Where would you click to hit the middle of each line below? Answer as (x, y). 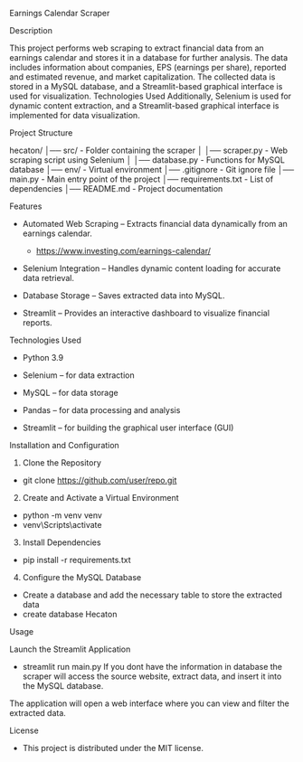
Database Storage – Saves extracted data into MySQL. (123, 296)
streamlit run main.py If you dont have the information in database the (152, 667)
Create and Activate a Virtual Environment (100, 498)
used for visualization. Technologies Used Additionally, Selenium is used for (151, 96)
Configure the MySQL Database (82, 577)
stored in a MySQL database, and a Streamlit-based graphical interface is (146, 86)
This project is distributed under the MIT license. (113, 748)
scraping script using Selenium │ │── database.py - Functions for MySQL (147, 160)
